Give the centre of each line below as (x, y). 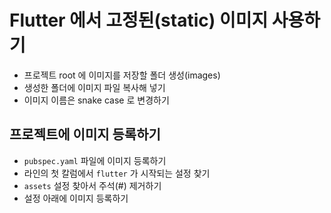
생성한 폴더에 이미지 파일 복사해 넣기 (94, 87)
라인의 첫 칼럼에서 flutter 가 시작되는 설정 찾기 (117, 173)
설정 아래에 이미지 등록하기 (76, 198)
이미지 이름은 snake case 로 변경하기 (96, 100)
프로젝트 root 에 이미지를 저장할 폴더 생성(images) (122, 75)
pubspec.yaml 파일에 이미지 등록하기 (95, 160)
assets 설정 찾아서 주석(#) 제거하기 (92, 185)
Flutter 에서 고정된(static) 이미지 (139, 20)
